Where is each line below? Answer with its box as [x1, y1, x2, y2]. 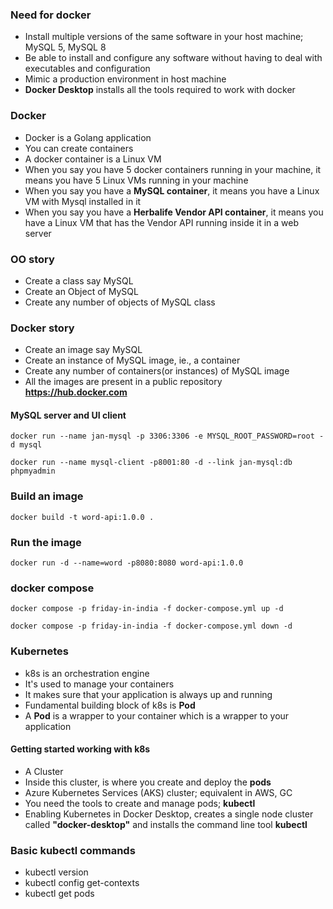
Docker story [10, 321, 75, 335]
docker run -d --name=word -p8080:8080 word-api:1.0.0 [10, 558, 244, 568]
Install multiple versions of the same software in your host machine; [24, 31, 304, 43]
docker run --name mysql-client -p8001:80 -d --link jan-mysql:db [10, 458, 293, 468]
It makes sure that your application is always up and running [24, 688, 273, 700]
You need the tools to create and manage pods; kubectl [24, 797, 256, 809]
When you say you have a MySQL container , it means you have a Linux [24, 184, 320, 197]
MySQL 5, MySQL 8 [24, 41, 107, 53]
